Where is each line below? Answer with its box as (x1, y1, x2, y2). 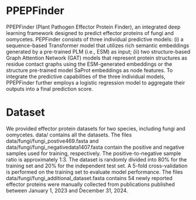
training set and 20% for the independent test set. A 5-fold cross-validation (6, 162, 188, 169)
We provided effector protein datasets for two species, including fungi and (6, 125, 185, 132)
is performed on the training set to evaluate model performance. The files (6, 168, 183, 176)
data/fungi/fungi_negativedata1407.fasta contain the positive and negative (6, 143, 184, 150)
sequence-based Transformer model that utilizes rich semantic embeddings (6, 42, 190, 49)
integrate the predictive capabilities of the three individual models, (6, 73, 166, 80)
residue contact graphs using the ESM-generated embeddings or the (6, 60, 173, 68)
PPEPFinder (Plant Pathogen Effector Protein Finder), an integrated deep (6, 23, 181, 30)
